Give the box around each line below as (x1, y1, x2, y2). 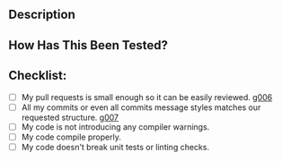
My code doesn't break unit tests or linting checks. (21, 141, 210, 152)
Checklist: (8, 68, 67, 83)
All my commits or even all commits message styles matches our (21, 102, 261, 113)
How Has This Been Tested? (8, 38, 168, 53)
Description (8, 7, 75, 22)
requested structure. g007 (21, 112, 119, 123)
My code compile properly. (21, 131, 122, 142)
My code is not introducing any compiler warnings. (21, 121, 210, 132)
